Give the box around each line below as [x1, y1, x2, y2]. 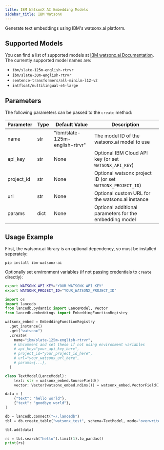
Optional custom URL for [94, 190, 151, 197]
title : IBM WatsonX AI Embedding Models [5, 7, 89, 12]
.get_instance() [9, 324, 42, 329]
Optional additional [94, 204, 138, 211]
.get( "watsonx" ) [9, 328, 42, 333]
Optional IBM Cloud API [94, 150, 148, 156]
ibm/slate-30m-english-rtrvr [12, 73, 72, 78]
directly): [5, 274, 23, 280]
